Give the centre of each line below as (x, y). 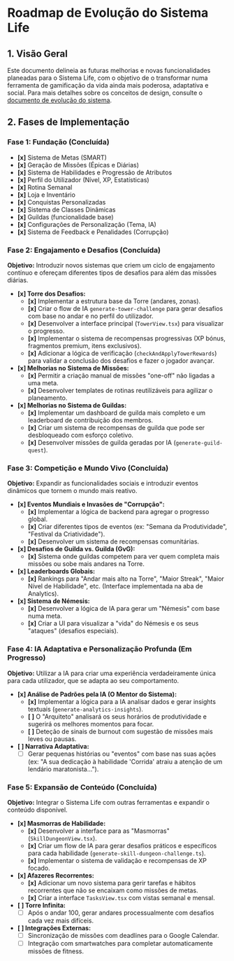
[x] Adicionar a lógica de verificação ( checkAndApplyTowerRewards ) (122, 353)
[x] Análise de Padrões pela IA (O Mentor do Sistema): (97, 694)
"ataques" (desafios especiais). (73, 631)
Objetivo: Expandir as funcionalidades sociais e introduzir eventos (103, 483)
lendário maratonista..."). (63, 769)
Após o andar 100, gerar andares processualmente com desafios (121, 913)
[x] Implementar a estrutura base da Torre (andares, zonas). (114, 301)
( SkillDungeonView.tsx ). (63, 838)
